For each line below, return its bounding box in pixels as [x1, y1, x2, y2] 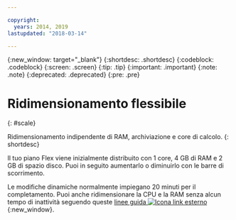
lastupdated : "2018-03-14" [7, 30, 87, 37]
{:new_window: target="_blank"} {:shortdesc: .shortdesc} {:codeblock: [7, 55, 215, 64]
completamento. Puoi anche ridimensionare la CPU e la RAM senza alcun [7, 190, 222, 199]
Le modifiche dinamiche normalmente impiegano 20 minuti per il [7, 182, 196, 192]
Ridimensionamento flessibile [7, 95, 187, 111]
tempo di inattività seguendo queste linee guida [7, 198, 147, 207]
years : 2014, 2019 [14, 23, 69, 31]
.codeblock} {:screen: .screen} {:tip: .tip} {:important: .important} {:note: [7, 63, 218, 72]
